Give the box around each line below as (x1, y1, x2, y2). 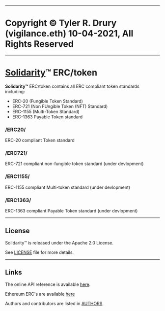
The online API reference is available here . (5, 281, 91, 287)
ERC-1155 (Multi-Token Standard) (12, 108, 80, 114)
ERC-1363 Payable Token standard (12, 114, 83, 120)
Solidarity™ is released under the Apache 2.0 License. (5, 240, 114, 245)
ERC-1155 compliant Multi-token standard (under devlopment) (5, 184, 131, 190)
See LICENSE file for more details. (5, 249, 74, 255)
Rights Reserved (5, 38, 74, 50)
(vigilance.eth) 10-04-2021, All (5, 28, 134, 39)
